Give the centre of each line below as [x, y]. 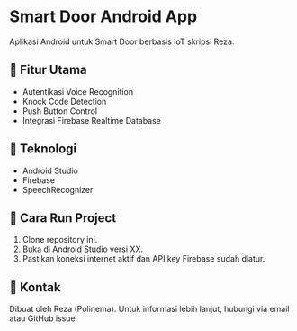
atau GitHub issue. [44, 318]
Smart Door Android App [103, 17]
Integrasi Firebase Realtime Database [92, 120]
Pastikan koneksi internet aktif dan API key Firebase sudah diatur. [144, 259]
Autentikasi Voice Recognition [77, 91]
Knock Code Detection [64, 101]
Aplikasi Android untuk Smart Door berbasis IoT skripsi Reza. [122, 41]
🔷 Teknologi [43, 149]
